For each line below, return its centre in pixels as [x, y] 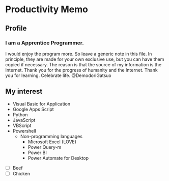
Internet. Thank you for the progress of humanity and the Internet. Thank [81, 70]
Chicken [21, 173]
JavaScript [24, 120]
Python [20, 114]
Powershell [24, 131]
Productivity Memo [47, 9]
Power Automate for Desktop [58, 158]
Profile [16, 28]
